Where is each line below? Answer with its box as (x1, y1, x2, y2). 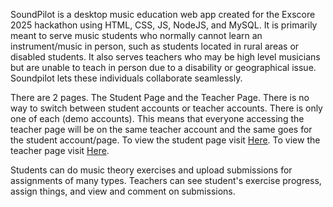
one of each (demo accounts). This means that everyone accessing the (10, 113, 305, 124)
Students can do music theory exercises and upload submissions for (10, 164, 293, 176)
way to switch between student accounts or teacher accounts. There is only (10, 102, 323, 114)
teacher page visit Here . (10, 145, 110, 156)
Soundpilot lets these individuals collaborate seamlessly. (10, 72, 243, 84)
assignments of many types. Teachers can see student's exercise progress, (10, 175, 322, 186)
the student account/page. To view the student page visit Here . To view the (10, 134, 321, 146)
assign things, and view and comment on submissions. (10, 185, 236, 197)
